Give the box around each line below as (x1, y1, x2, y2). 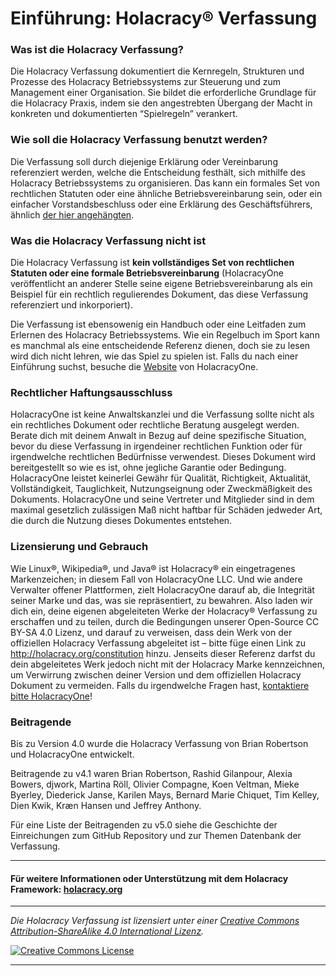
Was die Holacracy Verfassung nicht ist (10, 233, 207, 247)
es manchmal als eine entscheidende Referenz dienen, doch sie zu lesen (10, 340, 311, 352)
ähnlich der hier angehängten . (10, 208, 135, 221)
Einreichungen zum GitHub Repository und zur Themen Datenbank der (10, 829, 302, 841)
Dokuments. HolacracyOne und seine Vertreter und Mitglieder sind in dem (10, 493, 315, 506)
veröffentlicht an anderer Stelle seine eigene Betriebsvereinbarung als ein (10, 278, 313, 290)
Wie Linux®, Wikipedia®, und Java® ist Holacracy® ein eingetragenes (10, 562, 296, 574)
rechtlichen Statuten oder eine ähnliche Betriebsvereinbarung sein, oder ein (10, 187, 323, 199)
